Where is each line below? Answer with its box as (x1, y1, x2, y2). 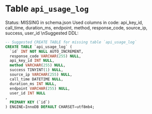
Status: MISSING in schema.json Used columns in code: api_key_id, (5, 19, 144, 25)
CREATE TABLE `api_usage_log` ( (5, 44, 72, 49)
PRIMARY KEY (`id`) (9, 100, 50, 105)
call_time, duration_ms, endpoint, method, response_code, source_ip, (5, 24, 148, 30)
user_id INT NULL (9, 91, 46, 96)
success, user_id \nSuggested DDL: (5, 30, 79, 36)
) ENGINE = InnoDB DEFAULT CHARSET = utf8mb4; (5, 105, 95, 110)
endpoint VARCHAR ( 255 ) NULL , (9, 86, 70, 91)
